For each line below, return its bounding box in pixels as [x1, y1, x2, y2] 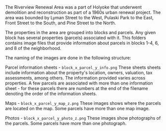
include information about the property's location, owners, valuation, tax [5, 70, 153, 76]
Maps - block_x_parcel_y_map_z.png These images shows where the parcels [5, 100, 161, 106]
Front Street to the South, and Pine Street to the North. [5, 20, 116, 26]
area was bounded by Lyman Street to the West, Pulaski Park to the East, [5, 15, 154, 20]
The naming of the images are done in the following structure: [5, 55, 131, 61]
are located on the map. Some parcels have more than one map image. [5, 106, 150, 111]
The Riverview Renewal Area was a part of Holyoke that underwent [5, 4, 142, 10]
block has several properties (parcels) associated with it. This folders [5, 35, 146, 41]
